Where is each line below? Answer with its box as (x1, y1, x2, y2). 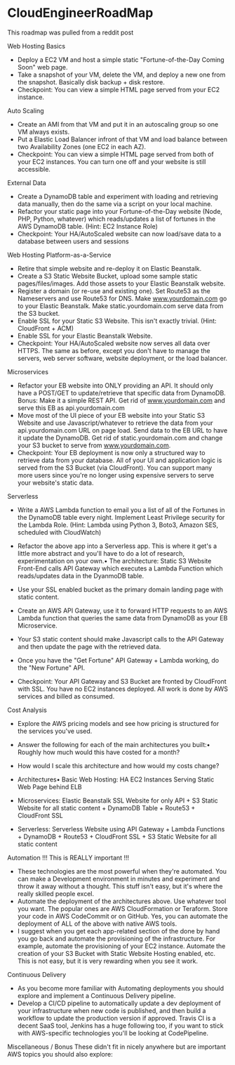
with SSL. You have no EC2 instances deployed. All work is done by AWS (17, 684, 229, 693)
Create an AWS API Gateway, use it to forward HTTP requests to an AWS (17, 606, 228, 615)
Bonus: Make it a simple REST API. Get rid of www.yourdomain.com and (17, 396, 226, 404)
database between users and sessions (17, 237, 129, 245)
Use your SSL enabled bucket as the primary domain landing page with (17, 585, 223, 594)
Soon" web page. (17, 63, 68, 71)
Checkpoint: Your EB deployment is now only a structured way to (17, 448, 206, 457)
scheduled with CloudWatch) (17, 528, 102, 536)
